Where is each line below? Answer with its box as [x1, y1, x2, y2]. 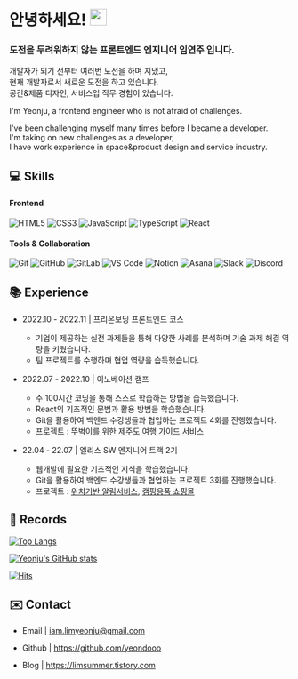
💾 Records [9, 512, 68, 527]
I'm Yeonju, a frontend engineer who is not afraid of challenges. [9, 106, 243, 116]
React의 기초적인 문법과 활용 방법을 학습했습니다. [35, 403, 206, 415]
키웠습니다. [52, 344, 91, 355]
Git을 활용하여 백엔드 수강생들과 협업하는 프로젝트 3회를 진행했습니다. [35, 475, 277, 486]
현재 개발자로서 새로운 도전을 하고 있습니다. [9, 76, 159, 87]
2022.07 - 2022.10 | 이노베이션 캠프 [21, 374, 149, 385]
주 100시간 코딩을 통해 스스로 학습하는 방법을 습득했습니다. [35, 393, 238, 403]
